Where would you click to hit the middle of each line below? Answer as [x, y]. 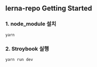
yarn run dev [19, 59]
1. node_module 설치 [31, 24]
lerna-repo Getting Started [49, 8]
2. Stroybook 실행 [27, 49]
